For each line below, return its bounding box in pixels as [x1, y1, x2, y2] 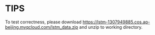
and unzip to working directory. [79, 24, 143, 30]
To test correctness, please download [5, 19, 82, 25]
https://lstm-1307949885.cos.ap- [82, 19, 150, 25]
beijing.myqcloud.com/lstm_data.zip [5, 24, 79, 30]
